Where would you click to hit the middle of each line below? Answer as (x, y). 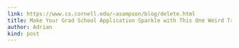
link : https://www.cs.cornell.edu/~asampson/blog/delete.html (101, 14)
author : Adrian (30, 27)
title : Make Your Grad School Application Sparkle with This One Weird (116, 20)
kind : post (23, 34)
